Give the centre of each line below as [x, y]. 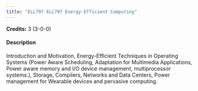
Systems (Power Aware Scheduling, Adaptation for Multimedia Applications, [99, 62]
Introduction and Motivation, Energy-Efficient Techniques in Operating [92, 56]
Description [21, 43]
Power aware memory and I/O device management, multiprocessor [89, 68]
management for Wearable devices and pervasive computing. [82, 81]
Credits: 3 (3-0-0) [29, 29]
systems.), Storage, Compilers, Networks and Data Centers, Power [88, 75]
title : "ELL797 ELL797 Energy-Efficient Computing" [72, 12]
